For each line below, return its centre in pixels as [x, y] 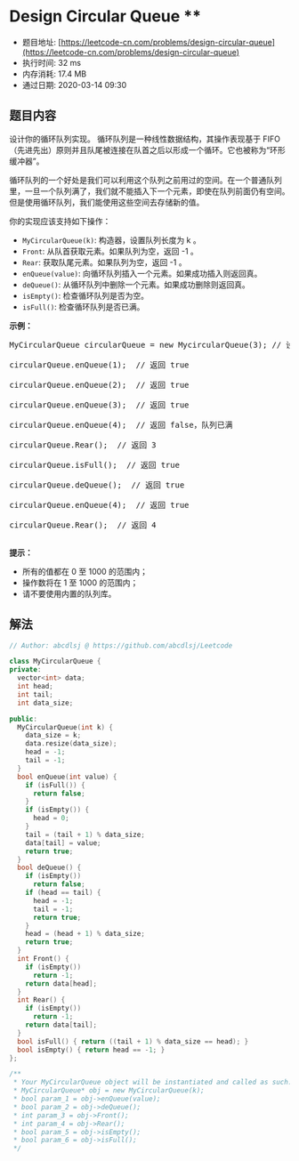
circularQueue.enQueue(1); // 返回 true [99, 365]
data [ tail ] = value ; [63, 843]
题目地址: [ [41, 42]
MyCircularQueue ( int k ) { [65, 727]
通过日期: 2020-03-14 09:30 [74, 85]
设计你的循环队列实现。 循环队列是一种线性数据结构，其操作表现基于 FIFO [145, 139]
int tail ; [35, 694]
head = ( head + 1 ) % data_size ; [85, 934]
